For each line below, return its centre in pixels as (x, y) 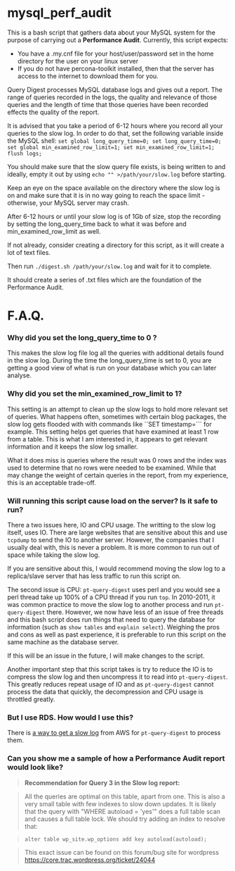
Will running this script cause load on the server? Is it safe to (113, 501)
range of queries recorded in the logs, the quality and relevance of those (112, 97)
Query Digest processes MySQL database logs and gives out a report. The (115, 89)
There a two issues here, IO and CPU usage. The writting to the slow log (112, 525)
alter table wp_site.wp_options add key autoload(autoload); (116, 839)
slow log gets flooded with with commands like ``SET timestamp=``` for (109, 424)
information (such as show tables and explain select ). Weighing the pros (113, 627)
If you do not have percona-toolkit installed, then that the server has (116, 68)
